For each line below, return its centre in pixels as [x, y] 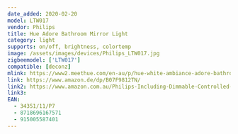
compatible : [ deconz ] [39, 67]
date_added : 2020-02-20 [42, 14]
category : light [31, 40]
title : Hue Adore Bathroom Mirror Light [68, 34]
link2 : [17, 86]
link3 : [17, 93]
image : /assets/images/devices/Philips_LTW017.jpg [84, 54]
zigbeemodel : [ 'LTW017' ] [44, 60]
